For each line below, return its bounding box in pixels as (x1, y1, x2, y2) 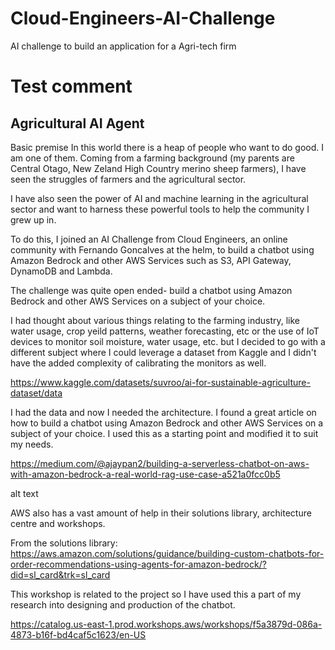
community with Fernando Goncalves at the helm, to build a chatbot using (10, 243, 315, 256)
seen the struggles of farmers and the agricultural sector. (10, 173, 247, 185)
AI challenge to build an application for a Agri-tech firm (10, 40, 237, 52)
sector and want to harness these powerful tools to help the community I (10, 203, 310, 215)
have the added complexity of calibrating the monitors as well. (10, 357, 267, 369)
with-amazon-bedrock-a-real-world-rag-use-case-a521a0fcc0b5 (10, 468, 281, 480)
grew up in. (10, 213, 57, 226)
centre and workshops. (10, 517, 106, 529)
